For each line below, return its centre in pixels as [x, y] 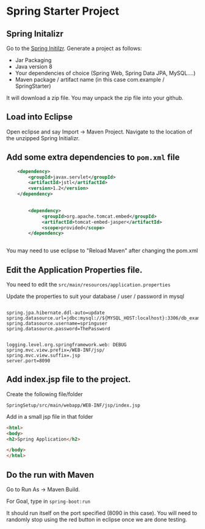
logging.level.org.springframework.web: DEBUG [67, 345]
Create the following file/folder [45, 394]
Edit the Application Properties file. [74, 270]
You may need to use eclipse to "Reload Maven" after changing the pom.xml [102, 250]
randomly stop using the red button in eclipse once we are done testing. [97, 519]
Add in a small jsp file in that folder [50, 416]
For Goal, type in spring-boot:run [48, 501]
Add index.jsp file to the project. [69, 379]
